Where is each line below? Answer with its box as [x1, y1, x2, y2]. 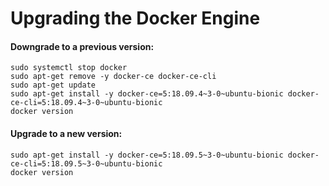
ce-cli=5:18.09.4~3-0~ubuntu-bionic [10, 98, 163, 108]
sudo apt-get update [10, 80, 97, 91]
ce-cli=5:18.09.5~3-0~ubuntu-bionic [10, 158, 163, 169]
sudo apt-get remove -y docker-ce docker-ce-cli [10, 72, 217, 82]
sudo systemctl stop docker [10, 63, 128, 73]
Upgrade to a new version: [10, 127, 123, 139]
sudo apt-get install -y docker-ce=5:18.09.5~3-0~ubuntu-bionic [10, 150, 284, 160]
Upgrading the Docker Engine [10, 7, 261, 30]
